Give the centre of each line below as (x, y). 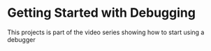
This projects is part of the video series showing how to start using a (106, 32)
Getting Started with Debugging (101, 13)
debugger (22, 39)
